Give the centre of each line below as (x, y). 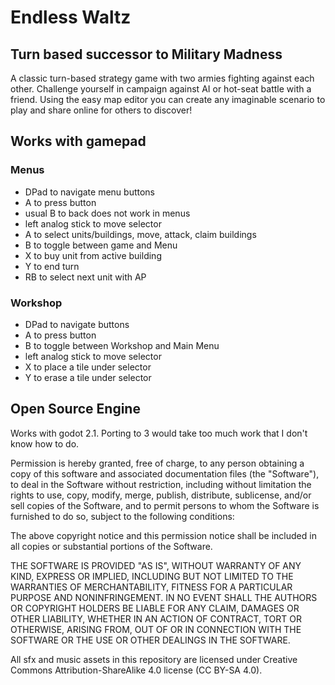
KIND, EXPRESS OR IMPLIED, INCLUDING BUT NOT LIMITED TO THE (152, 576)
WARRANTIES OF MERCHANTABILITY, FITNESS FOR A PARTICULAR (151, 587)
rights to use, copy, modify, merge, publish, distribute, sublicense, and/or (161, 495)
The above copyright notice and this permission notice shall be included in (163, 535)
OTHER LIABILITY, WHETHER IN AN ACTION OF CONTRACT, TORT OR (156, 618)
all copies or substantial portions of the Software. (111, 546)
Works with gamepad (78, 141)
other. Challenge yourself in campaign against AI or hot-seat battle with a (161, 89)
